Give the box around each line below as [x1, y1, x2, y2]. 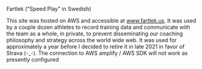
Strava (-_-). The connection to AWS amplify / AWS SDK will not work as [6, 49, 188, 57]
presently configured [6, 56, 59, 63]
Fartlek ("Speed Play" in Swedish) [6, 5, 92, 12]
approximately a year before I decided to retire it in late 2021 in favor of [6, 43, 185, 50]
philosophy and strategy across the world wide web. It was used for [6, 37, 177, 43]
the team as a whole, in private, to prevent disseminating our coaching [6, 30, 183, 37]
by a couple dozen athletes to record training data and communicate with [6, 24, 190, 31]
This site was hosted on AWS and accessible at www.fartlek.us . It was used [6, 17, 197, 24]
